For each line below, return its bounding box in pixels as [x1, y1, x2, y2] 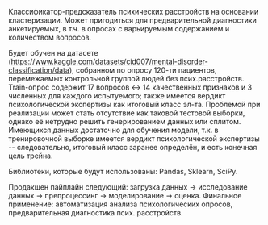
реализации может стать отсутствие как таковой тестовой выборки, [8, 108, 245, 118]
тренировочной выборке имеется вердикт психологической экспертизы [8, 134, 260, 144]
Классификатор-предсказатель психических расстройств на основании [8, 7, 259, 16]
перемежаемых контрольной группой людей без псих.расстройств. [8, 74, 245, 83]
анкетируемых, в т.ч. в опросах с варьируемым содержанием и [8, 24, 230, 33]
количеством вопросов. [8, 32, 91, 42]
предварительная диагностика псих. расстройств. [8, 208, 183, 217]
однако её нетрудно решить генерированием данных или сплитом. [8, 117, 241, 126]
